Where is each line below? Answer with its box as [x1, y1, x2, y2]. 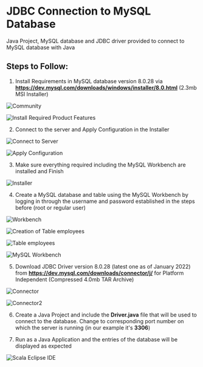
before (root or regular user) [15, 204, 86, 211]
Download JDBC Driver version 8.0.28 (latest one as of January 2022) [15, 262, 191, 270]
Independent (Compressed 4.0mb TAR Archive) [15, 275, 134, 283]
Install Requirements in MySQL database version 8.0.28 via [15, 77, 163, 84]
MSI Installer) [15, 90, 49, 98]
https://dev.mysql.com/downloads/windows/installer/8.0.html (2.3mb [15, 84, 198, 91]
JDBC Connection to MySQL [6, 4, 151, 18]
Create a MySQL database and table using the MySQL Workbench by [15, 191, 188, 198]
